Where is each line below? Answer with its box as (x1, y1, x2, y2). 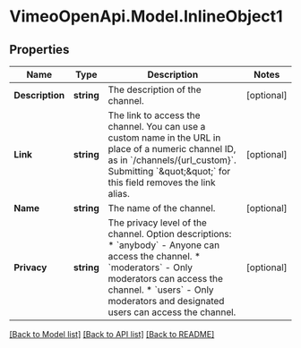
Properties (9, 42, 70, 57)
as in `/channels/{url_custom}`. (107, 154, 237, 166)
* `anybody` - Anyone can (107, 239, 220, 251)
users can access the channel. (107, 306, 236, 318)
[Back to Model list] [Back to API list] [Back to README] (9, 329, 215, 339)
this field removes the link (107, 176, 217, 189)
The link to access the (107, 109, 201, 122)
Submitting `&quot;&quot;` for (107, 166, 231, 177)
